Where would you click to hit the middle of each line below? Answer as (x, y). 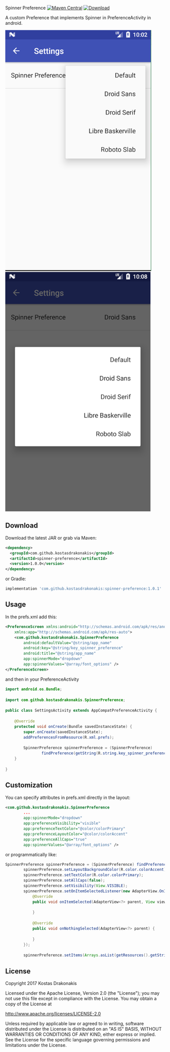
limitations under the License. (36, 1045)
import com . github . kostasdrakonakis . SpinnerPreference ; (65, 700)
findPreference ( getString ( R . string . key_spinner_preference (105, 753)
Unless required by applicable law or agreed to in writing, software (75, 1024)
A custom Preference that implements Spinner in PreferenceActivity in (78, 17)
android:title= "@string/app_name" (60, 654)
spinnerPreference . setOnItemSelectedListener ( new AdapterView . (91, 891)
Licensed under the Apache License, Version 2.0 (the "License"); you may (82, 993)
